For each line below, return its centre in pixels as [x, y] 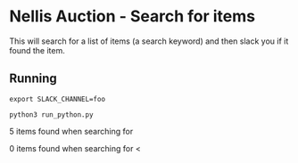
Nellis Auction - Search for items [132, 16]
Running [33, 79]
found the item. [37, 50]
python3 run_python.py [51, 114]
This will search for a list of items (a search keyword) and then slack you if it [149, 41]
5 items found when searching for [71, 131]
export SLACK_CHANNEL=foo [57, 99]
